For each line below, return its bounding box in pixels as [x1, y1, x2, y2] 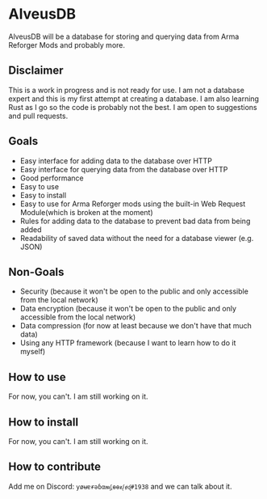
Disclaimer [8, 64, 64, 78]
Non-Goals [8, 264, 65, 279]
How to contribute [8, 460, 102, 474]
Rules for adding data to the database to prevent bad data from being [19, 216, 251, 226]
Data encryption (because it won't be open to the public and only [19, 304, 236, 314]
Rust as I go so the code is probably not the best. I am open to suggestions [8, 102, 257, 112]
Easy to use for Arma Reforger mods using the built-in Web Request [19, 199, 246, 209]
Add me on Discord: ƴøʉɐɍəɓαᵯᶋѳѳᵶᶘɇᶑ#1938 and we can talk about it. [8, 481, 232, 491]
